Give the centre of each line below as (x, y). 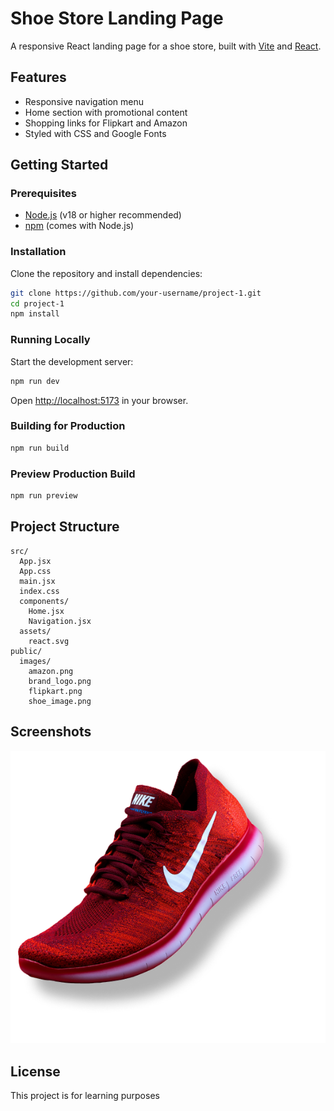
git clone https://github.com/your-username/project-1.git (136, 293)
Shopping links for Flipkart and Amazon (106, 123)
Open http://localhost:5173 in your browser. (99, 400)
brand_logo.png (60, 681)
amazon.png (51, 671)
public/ (26, 651)
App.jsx (35, 561)
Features (38, 77)
